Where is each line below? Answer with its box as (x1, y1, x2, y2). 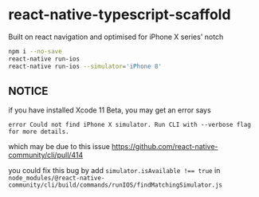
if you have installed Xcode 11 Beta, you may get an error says (8, 105, 211, 115)
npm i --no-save (8, 47, 62, 55)
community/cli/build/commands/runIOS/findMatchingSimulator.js (8, 181, 223, 189)
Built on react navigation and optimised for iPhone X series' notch (8, 32, 224, 41)
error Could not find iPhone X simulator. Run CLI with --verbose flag (8, 121, 251, 129)
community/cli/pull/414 (8, 150, 84, 160)
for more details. (8, 128, 69, 136)
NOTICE (8, 84, 49, 97)
